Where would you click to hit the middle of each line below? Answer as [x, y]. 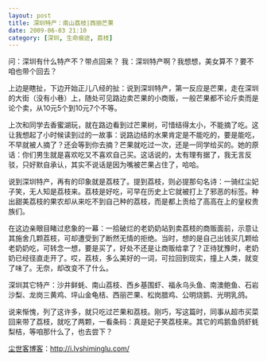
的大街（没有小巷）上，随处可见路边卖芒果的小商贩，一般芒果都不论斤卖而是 [133, 98]
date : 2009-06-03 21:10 [48, 30]
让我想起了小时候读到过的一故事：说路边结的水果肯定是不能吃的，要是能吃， [133, 135]
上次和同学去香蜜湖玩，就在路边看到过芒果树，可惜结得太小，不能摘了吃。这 [133, 125]
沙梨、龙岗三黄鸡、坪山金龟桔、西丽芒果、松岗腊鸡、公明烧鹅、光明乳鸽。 [130, 295]
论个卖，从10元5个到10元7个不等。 [65, 108]
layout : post [30, 16]
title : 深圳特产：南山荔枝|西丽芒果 [61, 23]
